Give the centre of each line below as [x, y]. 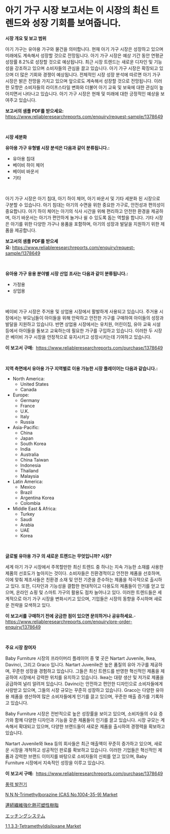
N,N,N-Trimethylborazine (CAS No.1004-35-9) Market [61, 794]
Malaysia [29, 476]
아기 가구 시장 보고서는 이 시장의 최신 [77, 10]
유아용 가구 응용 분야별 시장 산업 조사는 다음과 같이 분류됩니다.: [67, 274]
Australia [29, 454]
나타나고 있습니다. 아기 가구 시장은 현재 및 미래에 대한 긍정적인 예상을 [91, 93]
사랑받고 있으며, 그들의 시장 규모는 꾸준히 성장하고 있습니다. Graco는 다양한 [80, 690]
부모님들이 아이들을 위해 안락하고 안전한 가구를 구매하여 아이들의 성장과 [93, 318]
